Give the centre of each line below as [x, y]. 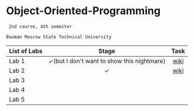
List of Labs [26, 51]
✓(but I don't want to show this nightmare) [107, 61]
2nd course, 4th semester [40, 27]
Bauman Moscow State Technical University [59, 37]
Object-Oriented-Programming [83, 11]
